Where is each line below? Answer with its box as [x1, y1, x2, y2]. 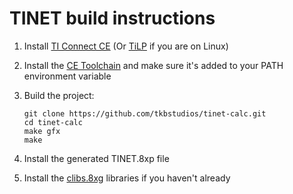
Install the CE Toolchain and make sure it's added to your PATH [23, 59, 284, 71]
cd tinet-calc [23, 117, 83, 127]
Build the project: [23, 89, 95, 101]
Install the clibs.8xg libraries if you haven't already [23, 172, 231, 184]
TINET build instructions [9, 7, 216, 30]
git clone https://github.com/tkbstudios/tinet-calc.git [23, 108, 267, 119]
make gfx [23, 126, 61, 136]
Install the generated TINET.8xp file [23, 152, 170, 164]
